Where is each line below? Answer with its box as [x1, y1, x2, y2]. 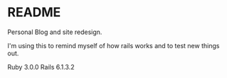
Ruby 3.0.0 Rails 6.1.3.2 [7, 62, 75, 71]
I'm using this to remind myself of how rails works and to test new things [7, 41, 220, 50]
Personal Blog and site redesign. [7, 28, 102, 36]
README [7, 4, 61, 21]
